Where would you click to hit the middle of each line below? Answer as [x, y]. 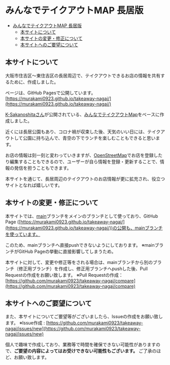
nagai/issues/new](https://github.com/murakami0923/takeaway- [73, 329]
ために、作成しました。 [34, 82]
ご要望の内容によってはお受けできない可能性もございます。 [76, 351]
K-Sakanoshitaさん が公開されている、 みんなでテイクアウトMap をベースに [82, 114]
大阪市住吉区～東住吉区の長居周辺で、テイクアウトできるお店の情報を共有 [83, 75]
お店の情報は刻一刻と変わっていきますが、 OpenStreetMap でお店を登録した [84, 155]
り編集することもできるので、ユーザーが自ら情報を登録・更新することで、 [83, 162]
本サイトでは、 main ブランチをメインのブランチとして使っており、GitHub [82, 216]
